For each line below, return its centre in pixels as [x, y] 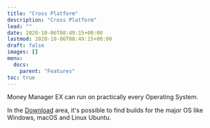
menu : [15, 58]
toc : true [21, 77]
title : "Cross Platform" [43, 13]
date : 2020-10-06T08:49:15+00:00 [55, 33]
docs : [21, 65]
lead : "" [20, 26]
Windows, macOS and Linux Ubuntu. [59, 118]
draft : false [26, 45]
